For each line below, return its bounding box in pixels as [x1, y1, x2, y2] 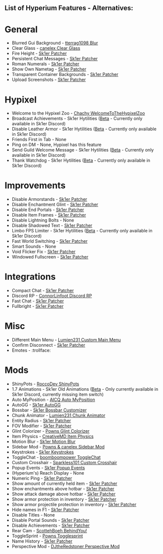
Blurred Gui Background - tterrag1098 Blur [11, 40, 98, 46]
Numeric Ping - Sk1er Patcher [11, 476, 72, 481]
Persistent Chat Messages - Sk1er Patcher [11, 56, 98, 62]
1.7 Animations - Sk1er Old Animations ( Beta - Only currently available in [11, 386, 159, 392]
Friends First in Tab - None [11, 137, 67, 143]
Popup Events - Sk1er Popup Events [11, 465, 85, 471]
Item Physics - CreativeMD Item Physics [11, 434, 94, 440]
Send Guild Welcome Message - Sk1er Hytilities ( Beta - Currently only [11, 147, 154, 153]
